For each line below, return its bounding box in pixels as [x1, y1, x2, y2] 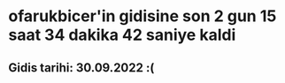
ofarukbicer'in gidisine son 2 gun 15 [8, 6, 277, 26]
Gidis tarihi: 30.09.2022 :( [8, 60, 155, 75]
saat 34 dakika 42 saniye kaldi [8, 25, 236, 45]
